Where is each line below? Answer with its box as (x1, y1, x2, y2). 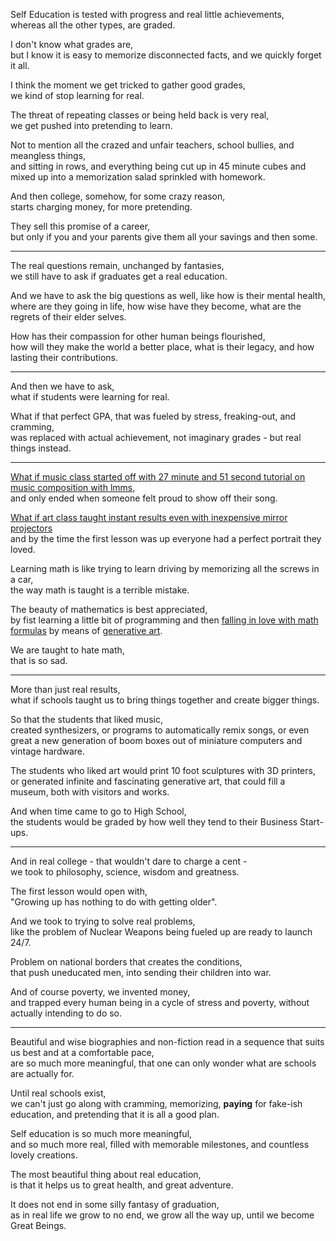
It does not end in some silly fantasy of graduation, (10, 1199, 220, 1210)
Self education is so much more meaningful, (10, 1128, 193, 1139)
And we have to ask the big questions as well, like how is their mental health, (10, 290, 326, 301)
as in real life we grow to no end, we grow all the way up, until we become (10, 1209, 315, 1221)
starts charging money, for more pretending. (10, 201, 193, 213)
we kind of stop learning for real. (10, 90, 145, 101)
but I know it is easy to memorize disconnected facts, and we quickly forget (10, 49, 322, 61)
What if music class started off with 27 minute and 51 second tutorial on (10, 471, 306, 483)
